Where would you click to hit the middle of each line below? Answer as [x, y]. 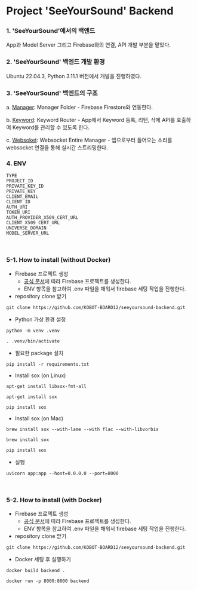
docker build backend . [36, 570]
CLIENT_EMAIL [22, 197]
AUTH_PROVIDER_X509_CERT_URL [42, 218]
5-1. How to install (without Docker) [59, 260]
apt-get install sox [32, 397]
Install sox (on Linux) [40, 375]
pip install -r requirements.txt [48, 364]
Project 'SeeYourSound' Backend [90, 11]
